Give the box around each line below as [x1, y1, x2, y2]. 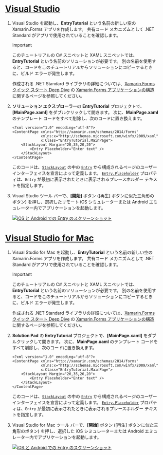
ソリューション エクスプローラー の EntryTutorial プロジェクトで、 [12, 103, 145, 109]
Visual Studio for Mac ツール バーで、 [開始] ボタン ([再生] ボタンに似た [12, 422, 154, 428]
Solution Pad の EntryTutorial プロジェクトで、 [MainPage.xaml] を [12, 332, 148, 338]
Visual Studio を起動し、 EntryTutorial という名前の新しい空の [12, 20, 136, 26]
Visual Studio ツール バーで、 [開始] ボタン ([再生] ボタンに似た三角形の [12, 192, 155, 198]
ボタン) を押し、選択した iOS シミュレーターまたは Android [25, 428, 144, 434]
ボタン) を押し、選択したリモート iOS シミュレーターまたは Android [12, 199, 148, 205]
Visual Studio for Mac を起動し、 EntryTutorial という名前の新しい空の [12, 249, 153, 255]
